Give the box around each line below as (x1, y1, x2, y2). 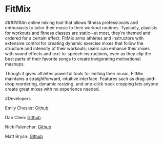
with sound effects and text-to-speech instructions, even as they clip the (5, 50, 151, 57)
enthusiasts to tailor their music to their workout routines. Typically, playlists (5, 24, 158, 30)
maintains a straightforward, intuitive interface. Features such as (5, 76, 134, 82)
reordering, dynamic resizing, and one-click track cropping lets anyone (15, 81, 159, 86)
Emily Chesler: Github (5, 105, 49, 111)
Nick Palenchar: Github (5, 123, 52, 130)
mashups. (5, 61, 25, 67)
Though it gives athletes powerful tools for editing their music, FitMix (5, 70, 143, 76)
